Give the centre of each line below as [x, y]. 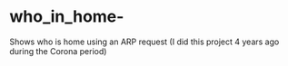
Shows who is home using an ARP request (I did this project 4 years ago [144, 42]
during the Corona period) [58, 51]
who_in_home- [67, 17]
